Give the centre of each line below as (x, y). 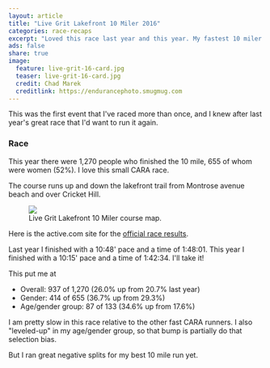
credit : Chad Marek (49, 83)
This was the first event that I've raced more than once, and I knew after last (135, 114)
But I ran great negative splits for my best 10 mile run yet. (103, 355)
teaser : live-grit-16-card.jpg (68, 76)
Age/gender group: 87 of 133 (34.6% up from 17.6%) (108, 306)
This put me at (32, 273)
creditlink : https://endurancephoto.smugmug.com (99, 91)
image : (19, 61)
